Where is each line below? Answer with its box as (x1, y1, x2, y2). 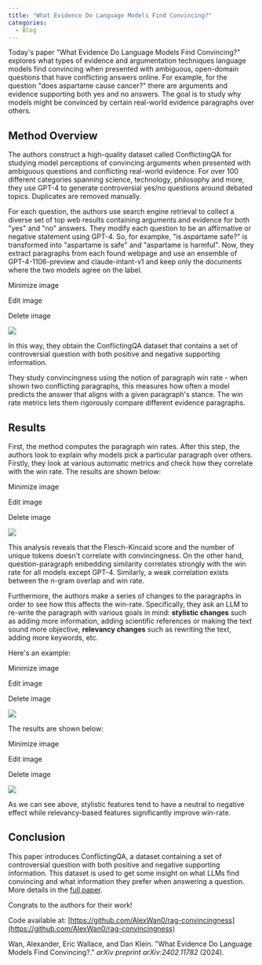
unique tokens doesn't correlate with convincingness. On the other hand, (8, 551, 244, 560)
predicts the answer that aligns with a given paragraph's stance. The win (8, 390, 243, 400)
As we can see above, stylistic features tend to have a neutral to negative (8, 800, 245, 808)
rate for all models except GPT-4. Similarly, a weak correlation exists (8, 568, 229, 576)
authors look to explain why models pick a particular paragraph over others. (8, 450, 253, 459)
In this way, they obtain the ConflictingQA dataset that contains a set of (8, 341, 238, 351)
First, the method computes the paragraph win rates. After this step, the (8, 442, 241, 451)
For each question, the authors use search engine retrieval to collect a (8, 207, 235, 216)
